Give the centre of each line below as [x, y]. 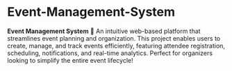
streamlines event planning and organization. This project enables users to [114, 38]
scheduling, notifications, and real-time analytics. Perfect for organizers [110, 53]
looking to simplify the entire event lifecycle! [70, 60]
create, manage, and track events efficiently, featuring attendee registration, [116, 45]
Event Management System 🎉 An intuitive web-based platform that [104, 31]
